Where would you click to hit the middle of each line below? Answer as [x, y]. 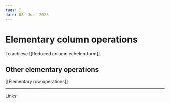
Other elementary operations [52, 69]
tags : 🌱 [13, 10]
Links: [11, 96]
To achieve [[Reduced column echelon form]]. [53, 54]
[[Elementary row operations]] [37, 82]
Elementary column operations [72, 40]
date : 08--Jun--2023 [27, 15]
